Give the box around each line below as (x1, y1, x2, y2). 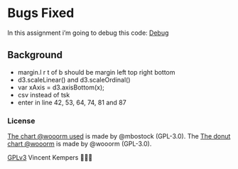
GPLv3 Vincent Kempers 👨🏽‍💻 (7, 153, 93, 162)
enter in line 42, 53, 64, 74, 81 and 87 (17, 98, 126, 107)
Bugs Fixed (7, 5, 75, 21)
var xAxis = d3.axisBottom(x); (17, 83, 105, 92)
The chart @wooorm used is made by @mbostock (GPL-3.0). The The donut (7, 132, 231, 141)
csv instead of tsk (17, 90, 70, 99)
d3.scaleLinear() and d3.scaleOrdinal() (17, 75, 131, 84)
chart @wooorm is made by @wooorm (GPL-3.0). (7, 140, 152, 148)
